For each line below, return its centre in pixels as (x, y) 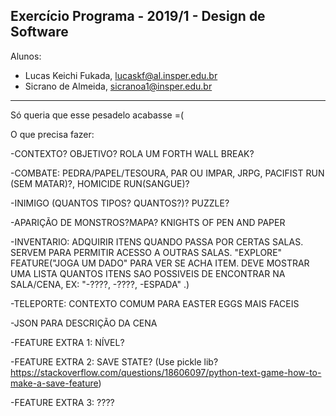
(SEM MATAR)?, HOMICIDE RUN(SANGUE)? (100, 183)
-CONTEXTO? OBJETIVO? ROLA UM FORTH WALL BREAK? (132, 153)
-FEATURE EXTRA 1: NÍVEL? (67, 342)
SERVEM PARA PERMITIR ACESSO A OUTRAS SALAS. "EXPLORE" (146, 252)
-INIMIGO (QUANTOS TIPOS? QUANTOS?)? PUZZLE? (120, 203)
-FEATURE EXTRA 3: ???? (62, 402)
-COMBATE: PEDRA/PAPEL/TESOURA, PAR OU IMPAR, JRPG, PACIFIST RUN (167, 173)
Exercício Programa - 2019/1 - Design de (138, 16)
